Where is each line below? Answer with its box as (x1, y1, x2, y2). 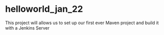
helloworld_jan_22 (5, 3, 83, 15)
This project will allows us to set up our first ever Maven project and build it (5, 20, 159, 26)
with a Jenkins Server (5, 25, 50, 31)
